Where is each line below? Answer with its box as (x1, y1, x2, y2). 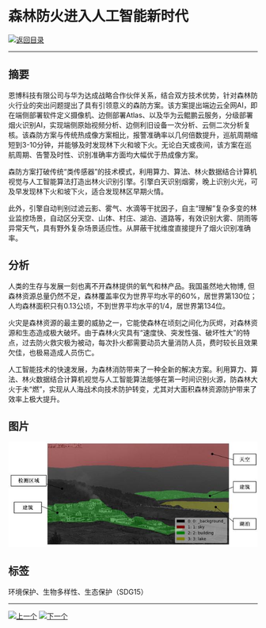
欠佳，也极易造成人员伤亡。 (8, 347, 99, 357)
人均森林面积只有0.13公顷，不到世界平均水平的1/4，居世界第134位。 (8, 301, 230, 310)
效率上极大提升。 (8, 394, 64, 404)
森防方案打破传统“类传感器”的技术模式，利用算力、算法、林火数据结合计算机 (8, 167, 257, 176)
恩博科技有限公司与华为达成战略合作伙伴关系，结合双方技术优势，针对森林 (8, 90, 251, 100)
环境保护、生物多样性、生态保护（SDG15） (8, 587, 148, 596)
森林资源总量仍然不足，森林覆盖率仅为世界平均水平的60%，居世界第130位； (8, 291, 257, 301)
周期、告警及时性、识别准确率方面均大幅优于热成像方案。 (14, 150, 203, 159)
